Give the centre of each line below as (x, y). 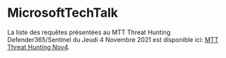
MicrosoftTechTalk (63, 13)
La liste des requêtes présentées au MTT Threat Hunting (89, 32)
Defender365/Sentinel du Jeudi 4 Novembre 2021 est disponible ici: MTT (113, 39)
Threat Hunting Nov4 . (39, 47)
